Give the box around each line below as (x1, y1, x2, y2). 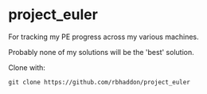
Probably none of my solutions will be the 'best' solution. (8, 47, 194, 57)
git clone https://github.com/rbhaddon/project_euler (8, 78, 191, 86)
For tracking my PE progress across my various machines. (8, 32, 199, 41)
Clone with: (8, 62, 46, 72)
